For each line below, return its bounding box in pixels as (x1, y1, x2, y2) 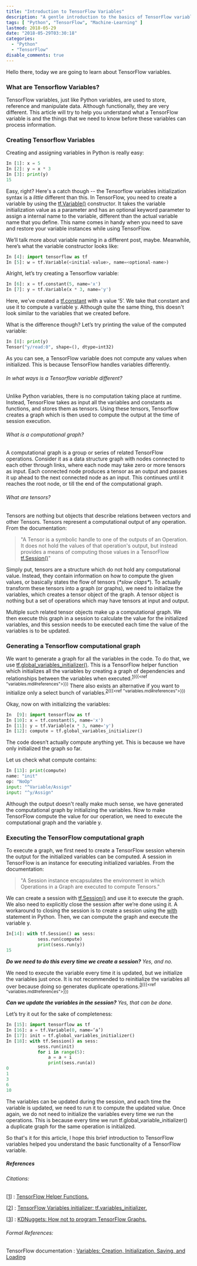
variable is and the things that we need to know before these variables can (6, 115, 186, 122)
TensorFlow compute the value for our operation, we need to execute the (6, 813, 183, 820)
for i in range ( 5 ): (37, 1049, 85, 1055)
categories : (6, 36, 35, 42)
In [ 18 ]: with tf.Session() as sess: (6, 1038, 98, 1044)
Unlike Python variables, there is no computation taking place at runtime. (6, 392, 182, 400)
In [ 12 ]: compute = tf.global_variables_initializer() (6, 728, 143, 734)
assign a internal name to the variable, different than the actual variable (6, 212, 178, 219)
